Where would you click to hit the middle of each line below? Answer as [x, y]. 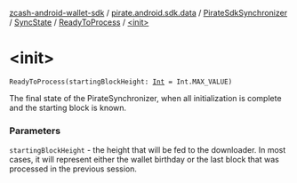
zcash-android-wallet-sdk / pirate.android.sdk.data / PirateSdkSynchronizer [148, 13]
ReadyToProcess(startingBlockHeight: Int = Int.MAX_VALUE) [121, 82]
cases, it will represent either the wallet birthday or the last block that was [144, 160]
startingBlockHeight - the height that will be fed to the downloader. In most [148, 150]
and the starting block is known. [68, 107]
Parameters [35, 131]
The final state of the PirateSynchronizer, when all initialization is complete [145, 98]
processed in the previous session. [73, 169]
